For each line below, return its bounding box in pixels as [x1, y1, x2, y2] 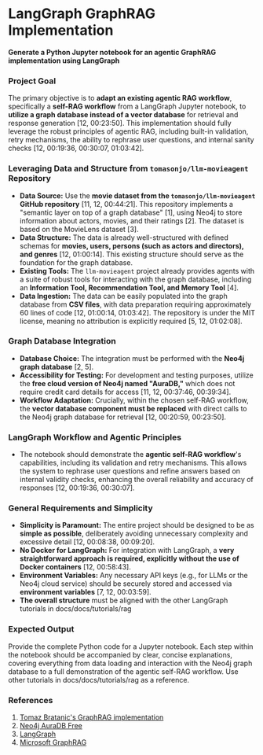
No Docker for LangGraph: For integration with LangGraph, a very [19, 546, 235, 555]
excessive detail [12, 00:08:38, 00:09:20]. [19, 537, 155, 547]
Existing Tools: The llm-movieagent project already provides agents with [19, 266, 255, 275]
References [8, 694, 53, 705]
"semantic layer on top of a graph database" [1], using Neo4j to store [19, 208, 243, 217]
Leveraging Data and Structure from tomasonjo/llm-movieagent [8, 163, 249, 174]
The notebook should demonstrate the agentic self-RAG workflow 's [19, 450, 242, 459]
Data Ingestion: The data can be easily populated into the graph [19, 291, 228, 300]
